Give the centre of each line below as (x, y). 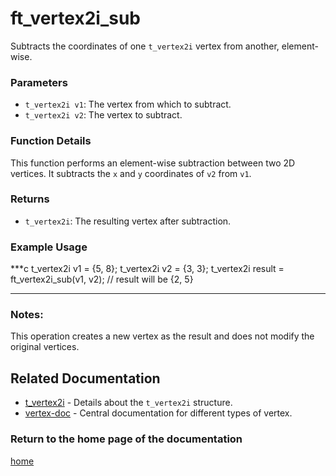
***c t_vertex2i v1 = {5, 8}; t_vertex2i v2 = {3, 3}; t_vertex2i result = (147, 269)
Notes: (27, 315)
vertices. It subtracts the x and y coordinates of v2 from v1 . (131, 173)
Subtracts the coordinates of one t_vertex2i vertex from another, (145, 46)
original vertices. (45, 347)
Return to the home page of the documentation (126, 439)
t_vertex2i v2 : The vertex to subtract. (103, 115)
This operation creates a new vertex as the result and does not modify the (162, 336)
